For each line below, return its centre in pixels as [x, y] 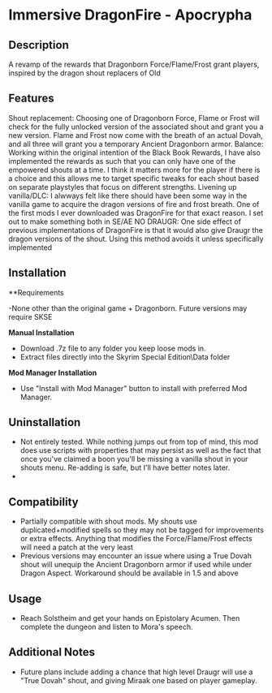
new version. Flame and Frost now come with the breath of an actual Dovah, [136, 135]
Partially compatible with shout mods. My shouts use [108, 522]
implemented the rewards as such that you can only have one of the [122, 161]
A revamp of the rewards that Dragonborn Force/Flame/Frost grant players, [134, 64]
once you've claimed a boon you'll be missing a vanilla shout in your [134, 459]
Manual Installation [41, 332]
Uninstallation [45, 422]
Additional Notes [52, 652]
